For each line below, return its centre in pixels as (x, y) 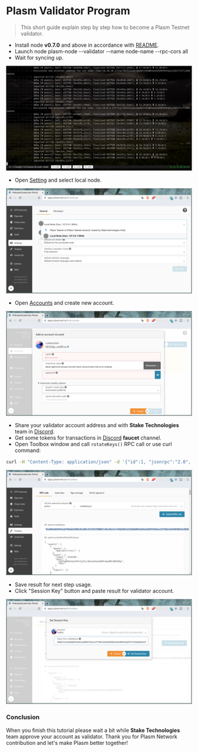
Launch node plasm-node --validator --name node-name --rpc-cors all (101, 51)
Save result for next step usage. (53, 585)
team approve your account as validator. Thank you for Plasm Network (92, 736)
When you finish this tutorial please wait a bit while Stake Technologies (93, 730)
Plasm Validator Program (68, 11)
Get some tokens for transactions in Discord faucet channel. (88, 438)
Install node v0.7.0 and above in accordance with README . (87, 45)
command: (28, 450)
